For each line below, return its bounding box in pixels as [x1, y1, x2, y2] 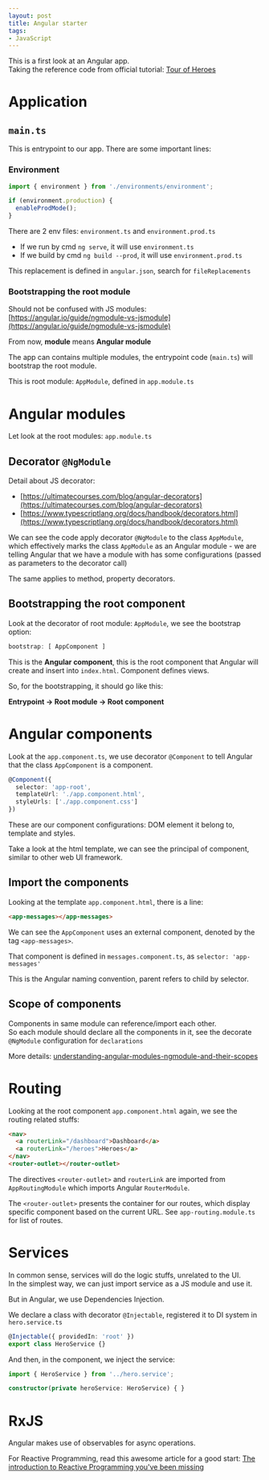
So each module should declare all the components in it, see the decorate [8, 1027, 252, 1036]
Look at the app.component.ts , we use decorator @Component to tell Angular [8, 751, 253, 761]
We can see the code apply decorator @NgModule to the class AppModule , [8, 533, 244, 542]
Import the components [8, 876, 129, 889]
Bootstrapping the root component [8, 597, 186, 611]
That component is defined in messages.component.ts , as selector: [8, 951, 230, 961]
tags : [8, 27, 26, 35]
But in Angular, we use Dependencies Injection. [8, 1294, 165, 1304]
